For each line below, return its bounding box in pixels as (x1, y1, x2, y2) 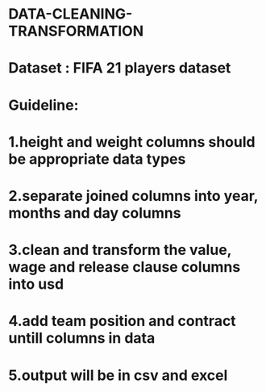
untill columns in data (8, 329, 156, 348)
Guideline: (8, 96, 79, 114)
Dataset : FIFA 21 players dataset (8, 59, 231, 77)
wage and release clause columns (8, 258, 241, 277)
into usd (8, 275, 64, 294)
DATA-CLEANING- (8, 5, 133, 23)
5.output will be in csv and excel (8, 366, 228, 384)
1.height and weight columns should (8, 132, 256, 151)
